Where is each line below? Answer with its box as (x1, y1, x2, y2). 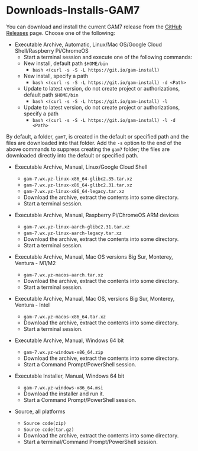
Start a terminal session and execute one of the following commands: (23, 53, 193, 60)
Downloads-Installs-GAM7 (6, 4, 140, 17)
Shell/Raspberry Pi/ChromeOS (14, 47, 89, 54)
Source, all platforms (14, 408, 66, 415)
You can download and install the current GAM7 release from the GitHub (6, 23, 182, 30)
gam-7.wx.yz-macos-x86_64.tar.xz (23, 314, 106, 320)
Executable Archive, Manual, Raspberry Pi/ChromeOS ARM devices (14, 211, 179, 218)
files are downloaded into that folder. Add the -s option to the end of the (6, 139, 181, 146)
